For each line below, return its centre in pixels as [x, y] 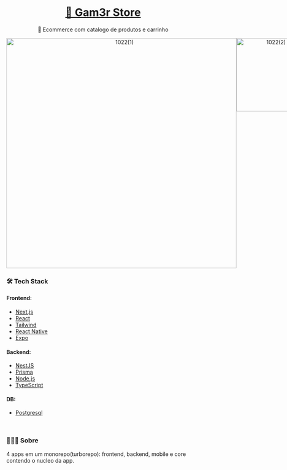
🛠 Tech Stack [27, 281]
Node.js [25, 379]
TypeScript [29, 385]
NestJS [25, 366]
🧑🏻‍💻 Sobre [22, 441]
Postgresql [29, 413]
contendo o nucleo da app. [40, 460]
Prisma [24, 372]
